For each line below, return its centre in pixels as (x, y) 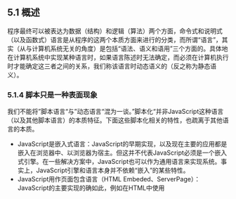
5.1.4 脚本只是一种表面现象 (52, 95)
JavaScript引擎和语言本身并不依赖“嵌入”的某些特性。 (113, 170)
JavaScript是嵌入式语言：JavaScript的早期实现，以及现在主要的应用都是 (122, 144)
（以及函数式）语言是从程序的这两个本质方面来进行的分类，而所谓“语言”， (115, 39)
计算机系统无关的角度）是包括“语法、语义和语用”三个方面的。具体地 (130, 49)
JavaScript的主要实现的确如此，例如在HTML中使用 (91, 188)
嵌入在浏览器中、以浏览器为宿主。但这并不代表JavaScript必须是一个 (116, 153)
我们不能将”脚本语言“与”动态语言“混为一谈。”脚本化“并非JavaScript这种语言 (116, 112)
